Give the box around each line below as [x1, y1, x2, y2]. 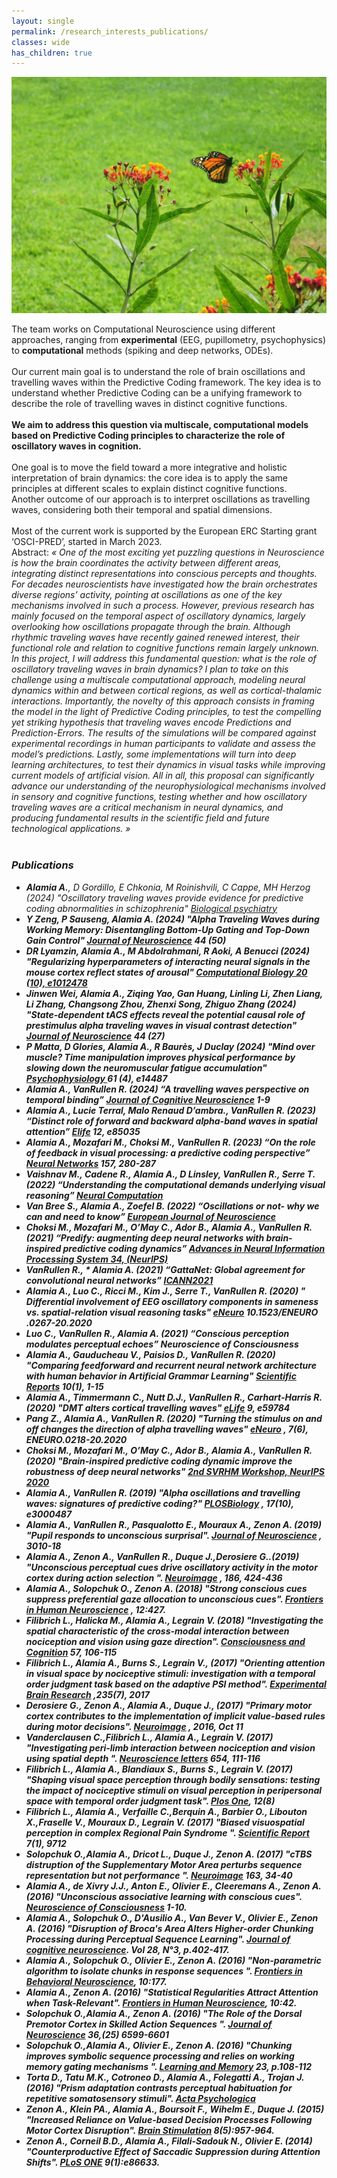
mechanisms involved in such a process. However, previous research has [11, 600, 315, 612]
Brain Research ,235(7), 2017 [25, 1688, 150, 1700]
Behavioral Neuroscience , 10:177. [25, 1975, 168, 1987]
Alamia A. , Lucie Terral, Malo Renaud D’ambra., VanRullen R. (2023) [25, 1104, 316, 1116]
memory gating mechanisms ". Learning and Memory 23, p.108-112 [25, 2060, 313, 2072]
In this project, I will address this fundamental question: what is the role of [11, 653, 317, 665]
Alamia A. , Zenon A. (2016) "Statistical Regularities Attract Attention [25, 1986, 319, 1998]
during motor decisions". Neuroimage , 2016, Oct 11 [25, 1720, 244, 1732]
